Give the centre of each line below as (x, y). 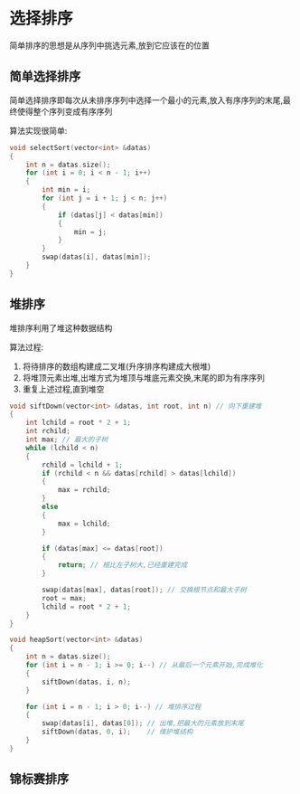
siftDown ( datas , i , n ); (86, 682)
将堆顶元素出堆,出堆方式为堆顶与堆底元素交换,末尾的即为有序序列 (143, 377)
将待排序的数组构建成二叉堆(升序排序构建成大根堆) (117, 366)
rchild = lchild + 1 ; (83, 465)
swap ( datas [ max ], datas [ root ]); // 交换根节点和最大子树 (144, 590)
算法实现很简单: (38, 130)
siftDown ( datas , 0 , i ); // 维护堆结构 (117, 732)
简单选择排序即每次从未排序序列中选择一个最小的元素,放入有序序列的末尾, (146, 99)
